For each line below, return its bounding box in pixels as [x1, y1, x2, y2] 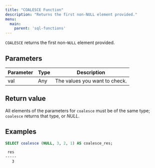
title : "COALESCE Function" [5, 7, 64, 12]
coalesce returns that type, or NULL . [5, 113, 80, 119]
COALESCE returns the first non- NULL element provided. [5, 39, 115, 45]
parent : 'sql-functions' [14, 26, 66, 31]
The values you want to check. [54, 77, 127, 84]
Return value [5, 94, 46, 103]
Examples [5, 127, 36, 136]
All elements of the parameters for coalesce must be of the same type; [5, 107, 150, 113]
